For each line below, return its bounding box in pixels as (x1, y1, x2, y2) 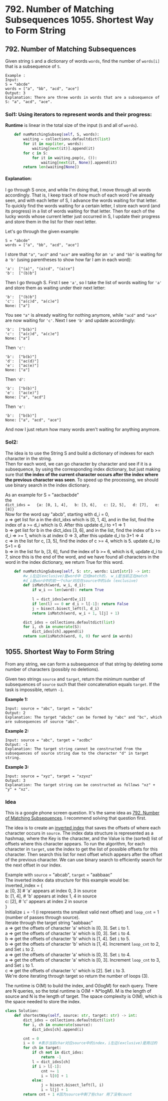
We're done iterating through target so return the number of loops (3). (5, 973, 149, 979)
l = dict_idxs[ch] (31, 1059, 70, 1064)
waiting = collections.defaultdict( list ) (23, 137, 111, 142)
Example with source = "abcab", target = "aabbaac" (5, 872, 112, 878)
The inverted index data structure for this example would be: (5, 877, 130, 883)
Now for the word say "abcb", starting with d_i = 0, (5, 511, 109, 517)
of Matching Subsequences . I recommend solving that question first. (5, 815, 146, 821)
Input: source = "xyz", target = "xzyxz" (5, 773, 93, 779)
